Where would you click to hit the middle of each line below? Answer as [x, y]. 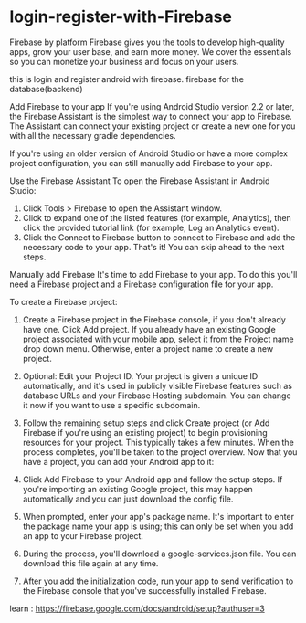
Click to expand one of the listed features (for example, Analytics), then [157, 217]
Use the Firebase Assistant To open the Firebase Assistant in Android [140, 181]
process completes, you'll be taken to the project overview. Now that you [160, 452]
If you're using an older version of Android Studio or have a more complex [148, 153]
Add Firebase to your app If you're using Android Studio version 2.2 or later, [152, 106]
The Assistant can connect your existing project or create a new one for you [153, 126]
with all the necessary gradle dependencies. [93, 135]
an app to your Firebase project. [83, 535]
